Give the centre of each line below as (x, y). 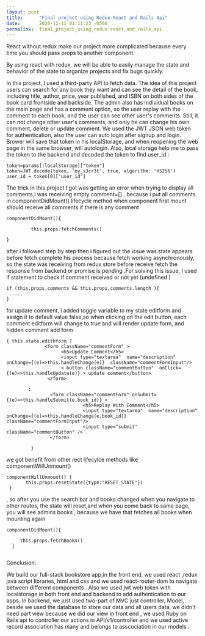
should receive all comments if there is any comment (73, 207)
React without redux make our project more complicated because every (96, 46)
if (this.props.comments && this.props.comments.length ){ (83, 289)
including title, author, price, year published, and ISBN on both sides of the (100, 96)
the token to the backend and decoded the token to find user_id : (88, 155)
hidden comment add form (40, 330)
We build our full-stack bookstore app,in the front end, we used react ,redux (102, 575)
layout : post (23, 12)
